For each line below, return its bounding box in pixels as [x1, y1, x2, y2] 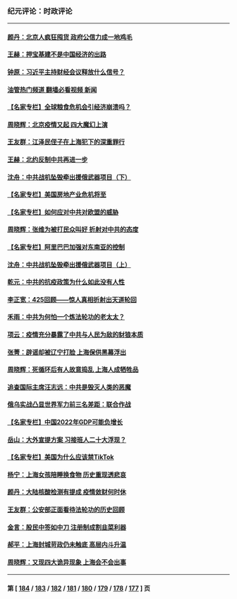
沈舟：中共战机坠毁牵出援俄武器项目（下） [7, 173, 131, 181]
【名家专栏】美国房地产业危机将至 [7, 190, 107, 199]
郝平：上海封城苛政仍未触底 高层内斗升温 [7, 540, 127, 549]
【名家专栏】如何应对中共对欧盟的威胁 [7, 207, 119, 216]
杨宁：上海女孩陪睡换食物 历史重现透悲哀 [7, 470, 127, 479]
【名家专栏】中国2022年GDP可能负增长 [7, 417, 123, 426]
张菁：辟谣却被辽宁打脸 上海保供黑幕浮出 [7, 348, 127, 356]
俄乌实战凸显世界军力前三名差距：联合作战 [7, 400, 131, 409]
